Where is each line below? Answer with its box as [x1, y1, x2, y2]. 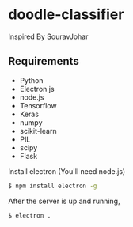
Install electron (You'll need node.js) [8, 166, 126, 176]
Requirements [8, 55, 79, 68]
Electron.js [19, 84, 55, 93]
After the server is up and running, [8, 196, 120, 206]
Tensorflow [19, 100, 57, 110]
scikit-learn [19, 126, 57, 135]
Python [19, 75, 44, 85]
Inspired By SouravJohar [8, 32, 89, 41]
